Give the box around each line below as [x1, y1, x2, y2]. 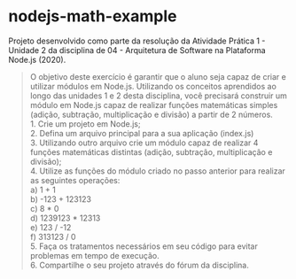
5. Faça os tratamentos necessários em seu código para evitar [29, 241, 258, 252]
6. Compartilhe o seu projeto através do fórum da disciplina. [29, 260, 249, 270]
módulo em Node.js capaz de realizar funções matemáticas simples [29, 99, 278, 110]
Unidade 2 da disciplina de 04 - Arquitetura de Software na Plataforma [8, 44, 267, 55]
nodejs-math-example [8, 6, 177, 27]
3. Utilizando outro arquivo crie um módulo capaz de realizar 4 [29, 137, 259, 148]
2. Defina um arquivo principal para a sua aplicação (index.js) [29, 128, 254, 138]
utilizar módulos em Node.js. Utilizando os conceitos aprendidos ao [29, 81, 277, 91]
